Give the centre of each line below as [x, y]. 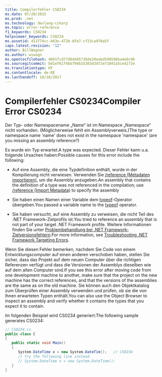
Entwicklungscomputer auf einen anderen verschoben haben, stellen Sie [77, 254]
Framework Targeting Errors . [41, 240]
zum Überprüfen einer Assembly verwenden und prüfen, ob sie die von [76, 290]
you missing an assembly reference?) [42, 140]
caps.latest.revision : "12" [33, 46]
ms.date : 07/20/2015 [26, 14]
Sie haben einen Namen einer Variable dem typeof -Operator [72, 199]
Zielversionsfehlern [31, 235]
